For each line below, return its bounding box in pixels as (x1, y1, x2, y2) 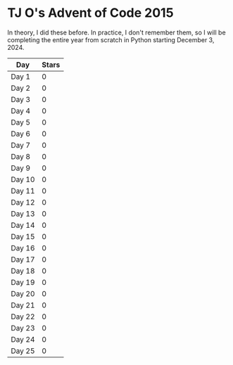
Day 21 (11, 300, 35, 310)
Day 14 (11, 220, 35, 230)
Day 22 (11, 312, 35, 321)
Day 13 (11, 209, 35, 219)
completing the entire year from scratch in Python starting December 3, (7, 35, 215, 44)
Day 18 (11, 266, 35, 276)
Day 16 (11, 243, 35, 252)
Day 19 (11, 277, 35, 287)
